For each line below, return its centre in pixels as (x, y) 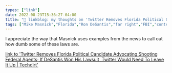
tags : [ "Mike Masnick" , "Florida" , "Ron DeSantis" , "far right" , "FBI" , (80, 24)
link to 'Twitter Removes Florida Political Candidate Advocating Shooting (81, 54)
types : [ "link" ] (23, 10)
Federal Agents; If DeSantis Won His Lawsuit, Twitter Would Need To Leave (85, 60)
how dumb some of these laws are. (42, 44)
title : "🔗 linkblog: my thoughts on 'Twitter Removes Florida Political (84, 19)
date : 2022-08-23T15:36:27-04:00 (41, 15)
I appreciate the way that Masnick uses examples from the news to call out (84, 39)
